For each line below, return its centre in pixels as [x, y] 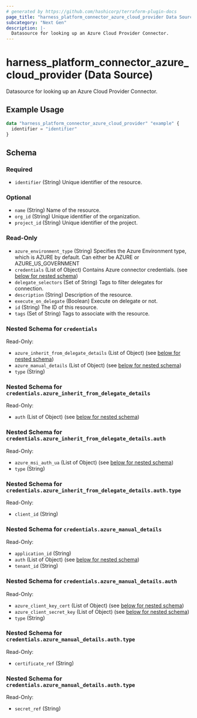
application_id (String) [43, 553]
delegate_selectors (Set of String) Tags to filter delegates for [89, 282]
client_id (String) [36, 514]
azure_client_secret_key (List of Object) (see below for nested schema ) [102, 611]
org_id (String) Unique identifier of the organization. [77, 217]
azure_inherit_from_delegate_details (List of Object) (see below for [97, 353]
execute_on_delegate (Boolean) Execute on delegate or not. [86, 301]
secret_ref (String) [38, 709]
